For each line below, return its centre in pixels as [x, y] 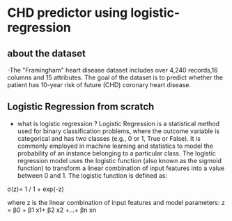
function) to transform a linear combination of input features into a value [121, 168]
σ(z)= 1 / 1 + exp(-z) [36, 189]
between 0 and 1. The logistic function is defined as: [92, 175]
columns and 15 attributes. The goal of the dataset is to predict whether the [115, 77]
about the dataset [46, 53]
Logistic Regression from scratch [81, 107]
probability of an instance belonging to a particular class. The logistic [116, 153]
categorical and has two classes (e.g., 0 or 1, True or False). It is [109, 138]
